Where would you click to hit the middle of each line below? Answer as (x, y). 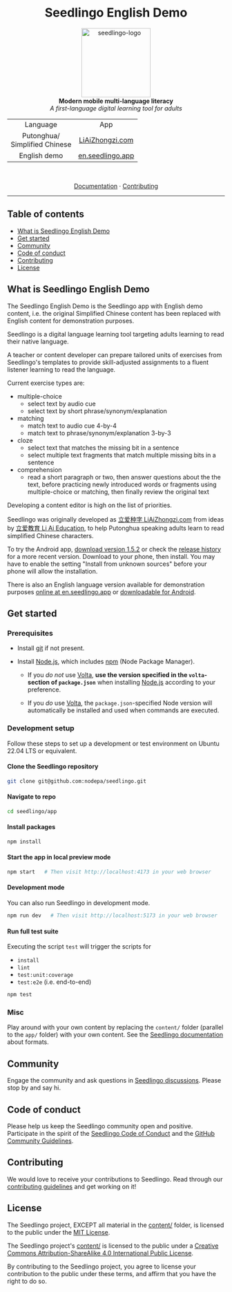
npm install (24, 842)
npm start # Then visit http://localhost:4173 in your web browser (109, 872)
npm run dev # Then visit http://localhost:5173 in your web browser (112, 916)
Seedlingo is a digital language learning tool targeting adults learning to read (116, 334)
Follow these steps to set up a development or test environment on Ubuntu (113, 743)
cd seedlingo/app (32, 811)
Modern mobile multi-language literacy (116, 101)
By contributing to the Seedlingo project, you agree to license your (102, 1266)
